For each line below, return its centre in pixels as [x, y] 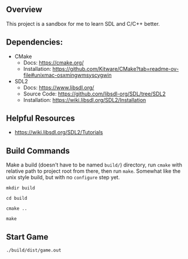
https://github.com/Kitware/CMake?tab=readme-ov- [116, 69]
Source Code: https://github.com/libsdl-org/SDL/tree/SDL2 [94, 94]
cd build [17, 199]
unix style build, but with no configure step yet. [63, 178]
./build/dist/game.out [34, 251]
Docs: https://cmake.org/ [53, 62]
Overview [24, 10]
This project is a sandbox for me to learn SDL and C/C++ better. [83, 23]
